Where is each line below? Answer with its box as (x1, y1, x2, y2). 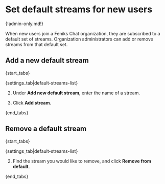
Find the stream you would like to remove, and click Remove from (12, 158, 152, 164)
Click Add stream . (12, 99, 52, 106)
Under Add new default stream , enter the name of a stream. (12, 90, 140, 96)
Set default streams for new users (5, 4, 152, 15)
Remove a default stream (5, 125, 87, 133)
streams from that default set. (5, 41, 68, 47)
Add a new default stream (5, 56, 89, 65)
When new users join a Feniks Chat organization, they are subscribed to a (5, 30, 160, 36)
